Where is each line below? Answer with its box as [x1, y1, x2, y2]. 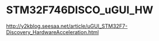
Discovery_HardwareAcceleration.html [6, 28, 99, 35]
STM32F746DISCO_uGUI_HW [6, 3, 154, 17]
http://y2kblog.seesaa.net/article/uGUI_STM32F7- [6, 23, 128, 29]
